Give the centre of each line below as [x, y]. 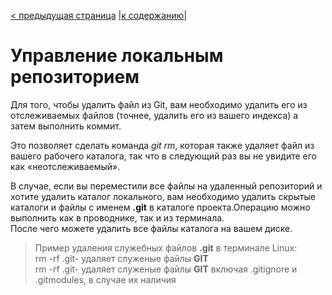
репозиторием [75, 77]
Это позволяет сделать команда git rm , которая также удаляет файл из [162, 145]
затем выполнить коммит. [66, 126]
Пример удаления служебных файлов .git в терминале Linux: [166, 247]
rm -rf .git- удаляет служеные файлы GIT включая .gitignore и [166, 269]
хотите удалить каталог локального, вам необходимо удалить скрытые [163, 196]
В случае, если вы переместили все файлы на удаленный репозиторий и [166, 186]
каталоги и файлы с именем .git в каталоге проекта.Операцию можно [160, 207]
